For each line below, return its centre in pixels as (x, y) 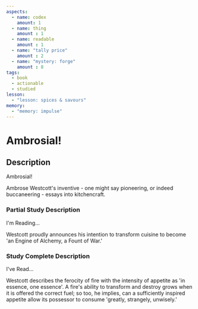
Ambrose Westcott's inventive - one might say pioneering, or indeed (90, 188)
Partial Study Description (43, 210)
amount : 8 (30, 67)
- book (20, 78)
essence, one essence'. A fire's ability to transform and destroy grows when (99, 286)
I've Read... (20, 269)
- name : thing (29, 28)
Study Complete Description (48, 256)
